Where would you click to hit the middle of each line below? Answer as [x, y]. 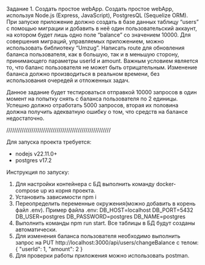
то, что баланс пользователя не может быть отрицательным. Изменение [102, 67]
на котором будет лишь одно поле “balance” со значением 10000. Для [99, 35]
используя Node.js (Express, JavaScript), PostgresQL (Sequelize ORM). [97, 15]
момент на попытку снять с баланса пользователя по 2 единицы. [92, 99]
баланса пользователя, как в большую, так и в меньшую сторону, [93, 54]
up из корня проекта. [68, 190]
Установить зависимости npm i [56, 197]
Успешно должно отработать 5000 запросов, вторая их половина [92, 105]
